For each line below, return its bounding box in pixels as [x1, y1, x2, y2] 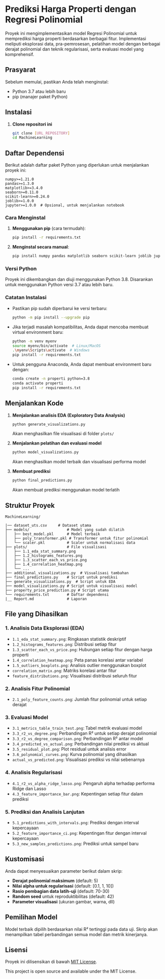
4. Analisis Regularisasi [5, 769, 63, 776]
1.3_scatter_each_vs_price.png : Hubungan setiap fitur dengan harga [12, 646, 153, 652]
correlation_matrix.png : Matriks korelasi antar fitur [12, 667, 117, 673]
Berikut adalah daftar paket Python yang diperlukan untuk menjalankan [5, 162, 149, 168]
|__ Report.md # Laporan [5, 597, 87, 602]
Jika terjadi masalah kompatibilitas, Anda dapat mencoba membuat [12, 324, 149, 330]
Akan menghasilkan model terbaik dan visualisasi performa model [12, 459, 146, 465]
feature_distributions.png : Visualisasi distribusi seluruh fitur [12, 672, 137, 678]
